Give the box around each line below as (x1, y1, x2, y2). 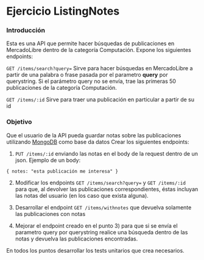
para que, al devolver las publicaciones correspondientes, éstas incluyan (15, 185, 199, 193)
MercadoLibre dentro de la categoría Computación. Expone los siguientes (6, 46, 192, 54)
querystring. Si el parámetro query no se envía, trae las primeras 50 (6, 78, 177, 85)
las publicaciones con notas (15, 210, 86, 217)
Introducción (6, 26, 46, 35)
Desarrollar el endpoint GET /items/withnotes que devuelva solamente (15, 203, 192, 211)
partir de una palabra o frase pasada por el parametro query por (6, 71, 169, 79)
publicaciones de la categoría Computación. (6, 84, 118, 92)
